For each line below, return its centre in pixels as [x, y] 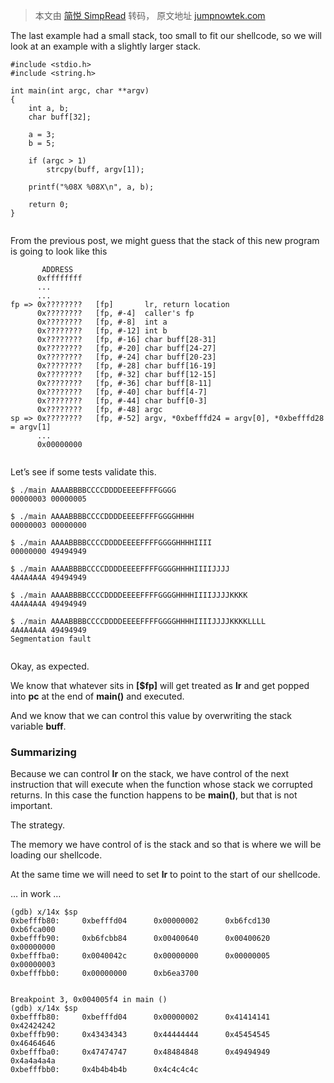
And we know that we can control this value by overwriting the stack [151, 715]
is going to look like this [59, 251]
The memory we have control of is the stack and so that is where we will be [166, 845]
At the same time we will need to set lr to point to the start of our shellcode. [165, 875]
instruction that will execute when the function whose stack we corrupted [161, 785]
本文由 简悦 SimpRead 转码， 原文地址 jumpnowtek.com [150, 15]
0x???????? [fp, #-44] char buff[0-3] [122, 401]
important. [31, 806]
